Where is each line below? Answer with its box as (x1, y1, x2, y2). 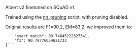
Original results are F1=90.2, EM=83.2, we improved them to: (5, 24, 133, 30)
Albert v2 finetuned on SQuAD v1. (5, 5, 76, 10)
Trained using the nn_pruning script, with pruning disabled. (5, 14, 128, 20)
